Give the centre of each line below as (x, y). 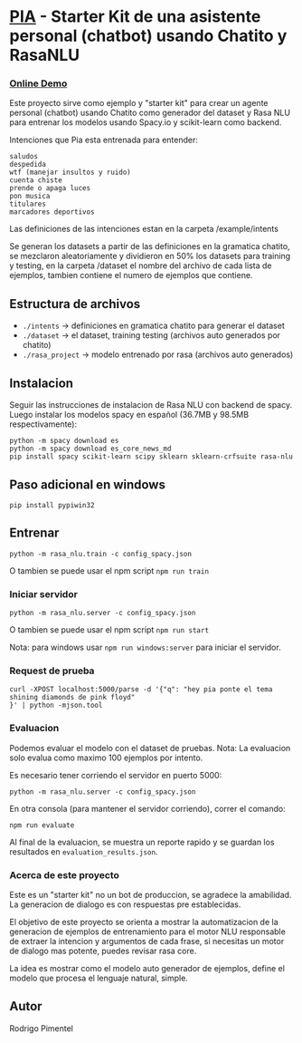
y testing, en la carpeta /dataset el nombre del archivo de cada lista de (141, 266)
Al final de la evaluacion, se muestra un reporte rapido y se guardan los (142, 842)
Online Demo (38, 83)
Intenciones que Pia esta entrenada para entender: (104, 140)
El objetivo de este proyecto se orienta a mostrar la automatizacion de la (144, 922)
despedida (28, 165)
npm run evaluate (42, 825)
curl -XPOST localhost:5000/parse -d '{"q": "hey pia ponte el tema (141, 690)
